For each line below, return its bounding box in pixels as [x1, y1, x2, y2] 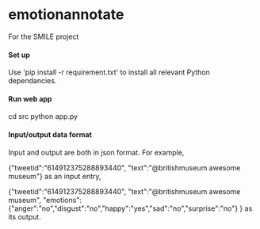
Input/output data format [8, 129, 93, 139]
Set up [8, 50, 30, 59]
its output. [8, 212, 41, 221]
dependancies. [8, 76, 57, 86]
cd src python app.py [8, 112, 78, 121]
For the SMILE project [8, 32, 79, 41]
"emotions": [42, 195, 82, 204]
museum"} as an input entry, [8, 171, 101, 181]
